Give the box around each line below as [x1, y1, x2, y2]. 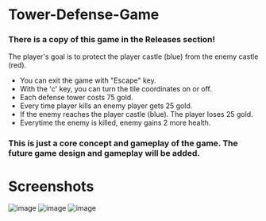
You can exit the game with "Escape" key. [19, 76, 156, 85]
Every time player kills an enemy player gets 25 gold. [19, 101, 193, 111]
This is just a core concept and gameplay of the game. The [8, 138, 238, 149]
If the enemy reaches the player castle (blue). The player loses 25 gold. [19, 110, 253, 119]
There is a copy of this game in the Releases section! [8, 34, 216, 45]
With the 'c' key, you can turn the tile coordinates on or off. [19, 84, 213, 94]
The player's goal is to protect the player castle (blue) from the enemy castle [8, 52, 259, 61]
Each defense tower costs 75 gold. [19, 93, 133, 103]
